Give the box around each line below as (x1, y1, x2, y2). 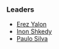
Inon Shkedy (16, 27, 52, 35)
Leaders (6, 5, 35, 14)
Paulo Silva (16, 35, 49, 43)
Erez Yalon (16, 20, 47, 29)
